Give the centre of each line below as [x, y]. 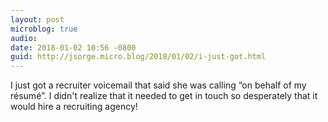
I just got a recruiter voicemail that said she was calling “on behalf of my [158, 85]
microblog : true [44, 29]
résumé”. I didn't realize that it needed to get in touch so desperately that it [164, 96]
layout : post [37, 19]
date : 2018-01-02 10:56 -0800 [73, 47]
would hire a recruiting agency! [74, 107]
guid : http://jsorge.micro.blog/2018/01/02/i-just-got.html [138, 57]
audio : [24, 38]
